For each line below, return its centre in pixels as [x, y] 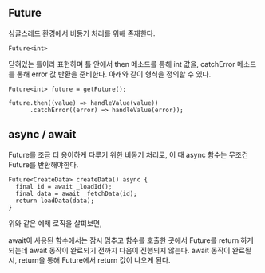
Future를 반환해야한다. [44, 164]
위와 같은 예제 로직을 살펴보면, [55, 223]
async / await [42, 135]
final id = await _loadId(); [64, 186]
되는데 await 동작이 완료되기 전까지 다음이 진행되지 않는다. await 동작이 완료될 [130, 250]
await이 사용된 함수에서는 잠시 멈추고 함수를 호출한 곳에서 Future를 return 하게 [131, 240]
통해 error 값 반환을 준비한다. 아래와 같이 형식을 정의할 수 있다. [114, 74]
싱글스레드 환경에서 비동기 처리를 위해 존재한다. [82, 33]
